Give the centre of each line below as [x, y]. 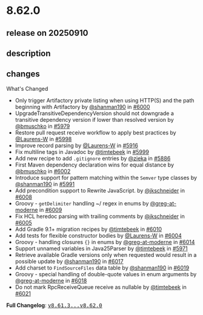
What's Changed [27, 88]
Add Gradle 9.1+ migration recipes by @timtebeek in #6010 [88, 229]
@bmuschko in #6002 [43, 171]
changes [23, 74]
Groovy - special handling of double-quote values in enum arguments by [106, 274]
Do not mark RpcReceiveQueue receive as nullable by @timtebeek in [101, 287]
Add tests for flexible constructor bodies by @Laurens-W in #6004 [98, 235]
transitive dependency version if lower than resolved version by [94, 119]
